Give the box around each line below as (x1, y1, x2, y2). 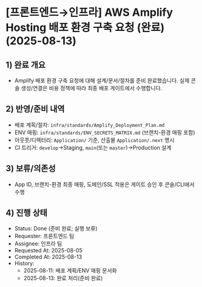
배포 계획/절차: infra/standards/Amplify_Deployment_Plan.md (14, 121, 165, 128)
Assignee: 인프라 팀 (14, 240, 62, 248)
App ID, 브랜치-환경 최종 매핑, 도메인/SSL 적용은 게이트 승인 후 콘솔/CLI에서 (14, 180, 195, 188)
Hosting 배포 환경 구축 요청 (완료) (5, 21, 165, 35)
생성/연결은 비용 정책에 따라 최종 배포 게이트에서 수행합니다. (21, 84, 163, 92)
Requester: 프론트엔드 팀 (14, 232, 75, 240)
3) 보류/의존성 (5, 163, 56, 174)
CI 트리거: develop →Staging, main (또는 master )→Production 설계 (14, 144, 172, 151)
